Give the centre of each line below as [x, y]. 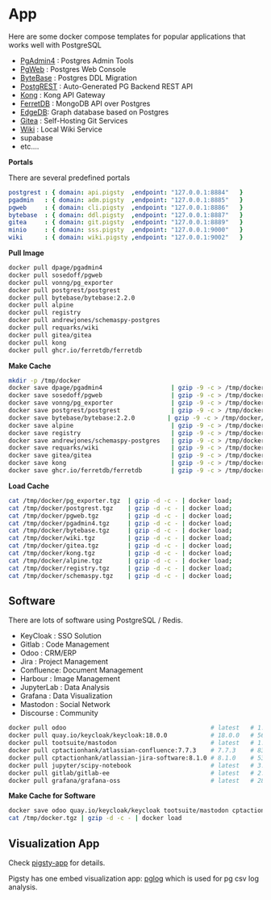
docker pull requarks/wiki [54, 328]
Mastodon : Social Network [65, 705]
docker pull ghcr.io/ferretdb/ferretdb [75, 350]
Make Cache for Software [52, 796]
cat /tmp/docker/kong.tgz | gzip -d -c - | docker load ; [121, 554]
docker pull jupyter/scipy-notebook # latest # [131, 765]
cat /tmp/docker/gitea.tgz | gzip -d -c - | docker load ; [121, 546]
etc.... [29, 146]
